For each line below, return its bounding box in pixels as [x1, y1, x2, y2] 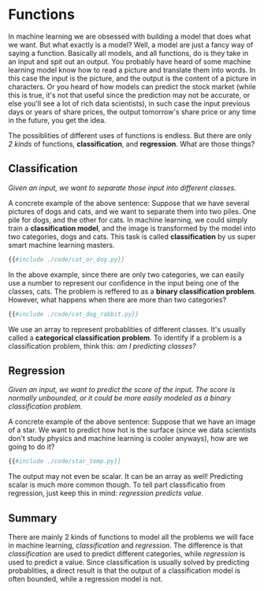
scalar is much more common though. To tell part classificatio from [8, 480, 226, 490]
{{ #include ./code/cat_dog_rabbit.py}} [8, 310, 139, 318]
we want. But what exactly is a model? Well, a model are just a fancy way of [8, 39, 254, 49]
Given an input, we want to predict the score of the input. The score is [8, 385, 236, 395]
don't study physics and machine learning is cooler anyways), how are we [8, 434, 249, 443]
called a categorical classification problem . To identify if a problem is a [8, 333, 243, 342]
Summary [8, 511, 58, 525]
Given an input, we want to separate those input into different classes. [8, 183, 236, 193]
